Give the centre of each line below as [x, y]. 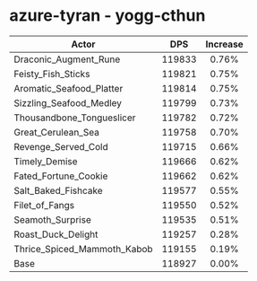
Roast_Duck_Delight [56, 234]
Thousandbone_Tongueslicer [75, 118]
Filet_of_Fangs [44, 205]
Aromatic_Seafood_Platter [69, 88]
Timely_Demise [46, 161]
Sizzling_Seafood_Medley [68, 102]
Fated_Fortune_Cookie [61, 176]
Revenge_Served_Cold [61, 146]
